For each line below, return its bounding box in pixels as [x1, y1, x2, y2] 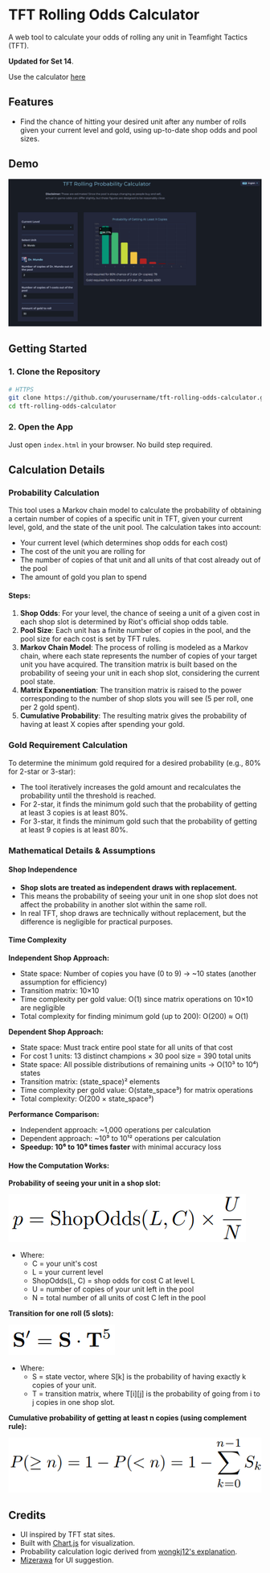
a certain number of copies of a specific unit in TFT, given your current [8, 514, 243, 524]
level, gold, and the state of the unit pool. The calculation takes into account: [8, 523, 262, 532]
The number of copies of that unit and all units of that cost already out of [19, 555, 261, 565]
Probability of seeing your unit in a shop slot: [8, 1178, 161, 1188]
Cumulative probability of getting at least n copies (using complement [8, 1413, 247, 1423]
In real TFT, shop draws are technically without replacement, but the [19, 908, 247, 918]
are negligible [19, 1003, 66, 1012]
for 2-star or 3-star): [8, 766, 76, 776]
